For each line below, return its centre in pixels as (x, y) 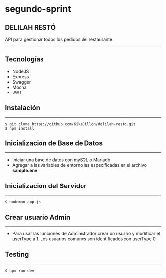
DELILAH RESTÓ (30, 27)
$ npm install (20, 128)
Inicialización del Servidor (46, 186)
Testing (17, 255)
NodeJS (21, 71)
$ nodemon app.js (23, 202)
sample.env (25, 170)
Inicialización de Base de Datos (54, 144)
